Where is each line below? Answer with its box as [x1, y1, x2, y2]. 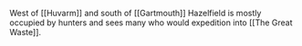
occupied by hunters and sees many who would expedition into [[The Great [9, 17, 294, 28]
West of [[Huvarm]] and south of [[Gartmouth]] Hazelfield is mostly [9, 8, 262, 18]
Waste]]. [9, 27, 42, 37]
